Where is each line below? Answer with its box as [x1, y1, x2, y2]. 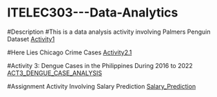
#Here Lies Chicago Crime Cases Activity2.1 [7, 48, 132, 56]
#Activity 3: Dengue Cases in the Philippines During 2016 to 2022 [7, 61, 193, 69]
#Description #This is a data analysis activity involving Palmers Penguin [7, 28, 211, 36]
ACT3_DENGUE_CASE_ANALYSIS [7, 69, 103, 77]
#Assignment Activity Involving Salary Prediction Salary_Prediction [7, 82, 196, 90]
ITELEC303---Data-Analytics [7, 5, 178, 21]
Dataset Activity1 [7, 34, 55, 43]
